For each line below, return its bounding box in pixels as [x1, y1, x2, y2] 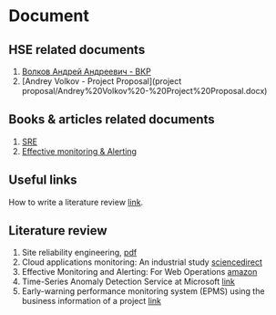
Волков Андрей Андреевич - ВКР [21, 66, 151, 77]
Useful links [8, 173, 78, 188]
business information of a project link [21, 296, 161, 307]
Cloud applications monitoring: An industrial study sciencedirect [21, 257, 263, 268]
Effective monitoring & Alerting [21, 145, 138, 156]
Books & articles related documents [8, 111, 215, 128]
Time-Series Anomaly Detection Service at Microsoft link [21, 276, 236, 288]
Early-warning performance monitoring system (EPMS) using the [21, 286, 265, 297]
